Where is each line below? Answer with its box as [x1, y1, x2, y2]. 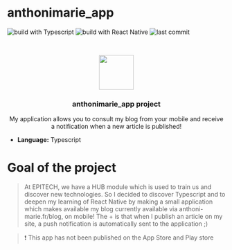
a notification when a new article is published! [51, 123, 182, 131]
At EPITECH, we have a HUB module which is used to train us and [24, 183, 212, 191]
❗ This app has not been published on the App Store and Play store [24, 233, 214, 242]
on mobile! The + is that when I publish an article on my [64, 213, 223, 221]
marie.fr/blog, [24, 213, 64, 221]
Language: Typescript [17, 136, 82, 144]
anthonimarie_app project [71, 99, 161, 109]
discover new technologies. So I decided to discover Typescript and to [24, 190, 226, 199]
